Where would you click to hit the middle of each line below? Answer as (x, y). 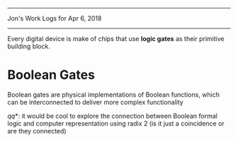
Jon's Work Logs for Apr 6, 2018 (55, 18)
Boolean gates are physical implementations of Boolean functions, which (114, 94)
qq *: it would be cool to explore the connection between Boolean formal (113, 116)
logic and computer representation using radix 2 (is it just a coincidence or (116, 123)
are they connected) (37, 131)
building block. (29, 46)
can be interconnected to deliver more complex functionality (96, 102)
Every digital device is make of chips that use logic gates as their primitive (116, 39)
